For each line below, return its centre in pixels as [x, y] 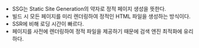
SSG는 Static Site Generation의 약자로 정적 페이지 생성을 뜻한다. [89, 9]
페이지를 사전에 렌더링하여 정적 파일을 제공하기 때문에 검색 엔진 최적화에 [97, 31]
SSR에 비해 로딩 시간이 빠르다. [48, 24]
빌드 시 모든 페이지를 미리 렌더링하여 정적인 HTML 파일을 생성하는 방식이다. [101, 16]
